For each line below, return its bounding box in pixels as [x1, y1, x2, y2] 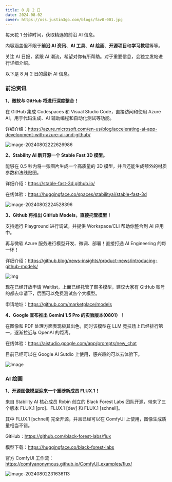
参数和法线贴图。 [5, 169, 42, 175]
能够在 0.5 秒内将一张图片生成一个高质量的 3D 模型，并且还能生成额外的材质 [5, 163, 167, 169]
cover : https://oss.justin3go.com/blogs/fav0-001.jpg [5, 17, 123, 22]
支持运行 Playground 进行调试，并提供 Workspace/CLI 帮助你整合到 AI [5, 223, 154, 229]
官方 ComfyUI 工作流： [5, 455, 54, 461]
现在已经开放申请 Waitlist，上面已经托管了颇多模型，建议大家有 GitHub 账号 [5, 284, 165, 290]
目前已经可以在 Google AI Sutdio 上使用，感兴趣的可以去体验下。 [5, 351, 143, 357]
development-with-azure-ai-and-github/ [5, 131, 91, 137]
